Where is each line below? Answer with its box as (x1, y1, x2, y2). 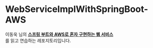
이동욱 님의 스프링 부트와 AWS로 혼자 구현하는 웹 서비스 (5, 31, 114, 37)
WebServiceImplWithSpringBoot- (5, 3, 148, 15)
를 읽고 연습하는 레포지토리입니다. (5, 37, 71, 43)
